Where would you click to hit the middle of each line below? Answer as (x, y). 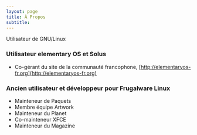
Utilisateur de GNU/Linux (36, 39)
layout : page (22, 11)
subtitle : (18, 22)
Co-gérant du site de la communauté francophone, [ (78, 67)
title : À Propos (26, 17)
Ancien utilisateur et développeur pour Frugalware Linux (88, 88)
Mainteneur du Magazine (45, 126)
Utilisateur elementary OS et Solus (56, 54)
